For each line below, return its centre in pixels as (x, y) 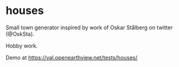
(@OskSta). (20, 33)
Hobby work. (22, 46)
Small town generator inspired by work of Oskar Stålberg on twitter (89, 27)
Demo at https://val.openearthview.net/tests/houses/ (72, 57)
